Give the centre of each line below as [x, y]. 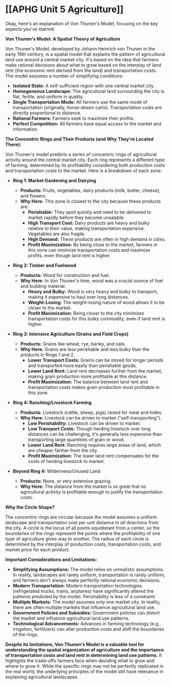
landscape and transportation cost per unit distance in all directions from [82, 522]
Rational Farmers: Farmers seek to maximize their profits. [74, 118]
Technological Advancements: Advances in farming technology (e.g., [87, 623]
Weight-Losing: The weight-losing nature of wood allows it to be [96, 302]
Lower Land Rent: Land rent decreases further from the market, [95, 371]
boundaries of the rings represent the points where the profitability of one [83, 533]
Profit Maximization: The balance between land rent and [88, 382]
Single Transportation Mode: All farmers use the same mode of [80, 102]
